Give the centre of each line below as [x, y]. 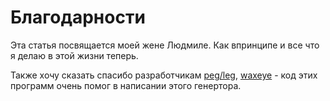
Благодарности [78, 17]
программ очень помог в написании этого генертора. [126, 85]
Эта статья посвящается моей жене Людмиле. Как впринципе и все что [165, 45]
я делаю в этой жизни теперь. [74, 55]
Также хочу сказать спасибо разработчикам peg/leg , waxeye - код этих [164, 75]
